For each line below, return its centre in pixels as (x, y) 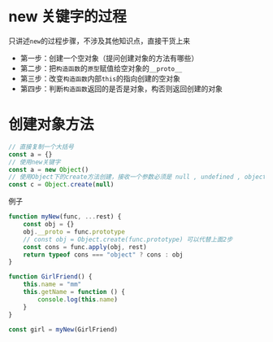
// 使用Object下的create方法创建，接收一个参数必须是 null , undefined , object (137, 177)
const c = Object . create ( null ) (61, 185)
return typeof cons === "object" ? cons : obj (103, 254)
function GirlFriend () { (50, 277)
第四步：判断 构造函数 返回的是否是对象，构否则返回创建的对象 (121, 88)
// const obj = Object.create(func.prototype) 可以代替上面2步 (128, 239)
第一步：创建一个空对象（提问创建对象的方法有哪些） (109, 58)
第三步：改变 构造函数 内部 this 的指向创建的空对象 (100, 78)
